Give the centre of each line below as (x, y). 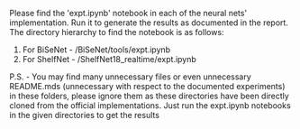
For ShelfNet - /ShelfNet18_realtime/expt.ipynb (109, 59)
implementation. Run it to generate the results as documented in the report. (149, 23)
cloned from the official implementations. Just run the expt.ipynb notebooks (150, 106)
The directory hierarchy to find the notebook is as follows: (117, 32)
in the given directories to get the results (85, 115)
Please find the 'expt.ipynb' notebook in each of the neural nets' (128, 13)
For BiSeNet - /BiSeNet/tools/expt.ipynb (96, 50)
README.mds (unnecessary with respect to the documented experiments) (147, 86)
